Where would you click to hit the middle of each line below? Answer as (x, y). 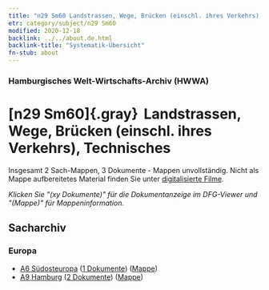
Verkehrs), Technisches (90, 148)
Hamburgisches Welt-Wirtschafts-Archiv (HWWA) (109, 81)
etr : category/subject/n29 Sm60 (62, 23)
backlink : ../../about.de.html (60, 38)
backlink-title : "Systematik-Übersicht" (77, 46)
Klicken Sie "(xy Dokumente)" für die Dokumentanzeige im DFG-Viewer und (133, 194)
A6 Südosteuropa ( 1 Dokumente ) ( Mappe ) (88, 268)
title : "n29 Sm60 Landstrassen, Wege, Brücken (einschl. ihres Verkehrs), (136, 16)
